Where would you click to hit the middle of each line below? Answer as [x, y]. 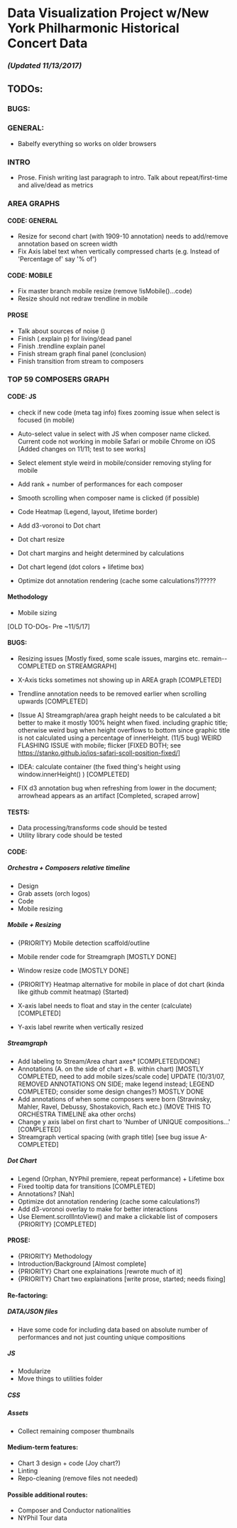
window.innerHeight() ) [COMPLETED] [73, 775]
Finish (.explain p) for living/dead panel [75, 338]
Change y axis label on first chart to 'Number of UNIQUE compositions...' [124, 1121]
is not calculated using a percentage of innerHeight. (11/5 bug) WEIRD [120, 738]
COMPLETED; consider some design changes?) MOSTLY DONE [111, 1092]
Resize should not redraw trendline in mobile [83, 299]
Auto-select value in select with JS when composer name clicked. [114, 434]
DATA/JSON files [33, 1312]
